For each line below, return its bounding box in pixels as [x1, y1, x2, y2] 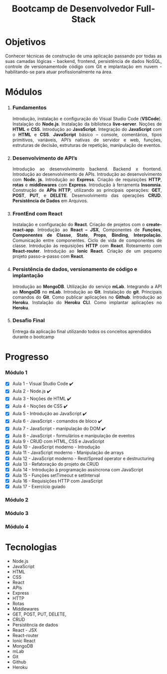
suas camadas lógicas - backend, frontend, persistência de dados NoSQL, [5, 58, 162, 64]
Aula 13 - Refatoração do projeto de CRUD [12, 461, 99, 467]
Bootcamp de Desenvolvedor [11, 3, 134, 14]
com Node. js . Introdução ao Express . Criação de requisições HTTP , [12, 176, 163, 182]
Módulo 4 [5, 523, 29, 530]
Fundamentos [12, 104, 47, 111]
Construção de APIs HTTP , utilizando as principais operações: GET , [12, 187, 162, 193]
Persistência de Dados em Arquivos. [12, 198, 88, 204]
